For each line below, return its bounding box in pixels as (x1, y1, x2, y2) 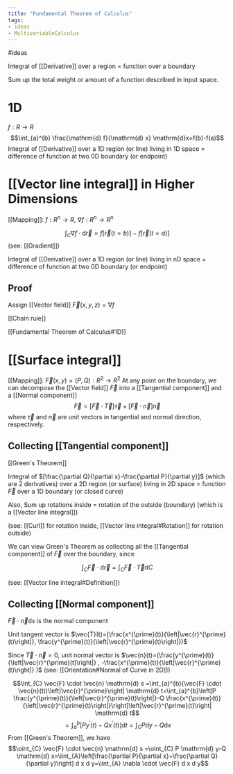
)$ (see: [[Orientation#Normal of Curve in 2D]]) (35, 666, 171, 675)
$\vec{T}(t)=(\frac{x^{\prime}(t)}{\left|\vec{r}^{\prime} (71, 630, 226, 638)
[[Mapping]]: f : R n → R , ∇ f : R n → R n (8, 214, 114, 223)
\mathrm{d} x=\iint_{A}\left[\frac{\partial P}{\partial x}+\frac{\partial (16, 752, 209, 760)
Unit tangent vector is (8, 630, 70, 638)
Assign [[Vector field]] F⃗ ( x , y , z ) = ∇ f (8, 300, 115, 309)
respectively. (8, 420, 44, 428)
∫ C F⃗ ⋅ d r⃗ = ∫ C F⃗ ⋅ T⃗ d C (81, 563, 153, 573)
